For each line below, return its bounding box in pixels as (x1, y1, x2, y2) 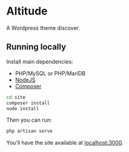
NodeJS (15, 76, 36, 83)
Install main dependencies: (6, 58, 74, 65)
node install (6, 105, 39, 111)
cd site (6, 94, 26, 101)
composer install (6, 100, 50, 106)
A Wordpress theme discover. (6, 24, 81, 31)
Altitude (6, 4, 48, 18)
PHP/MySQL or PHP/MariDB (15, 70, 86, 77)
